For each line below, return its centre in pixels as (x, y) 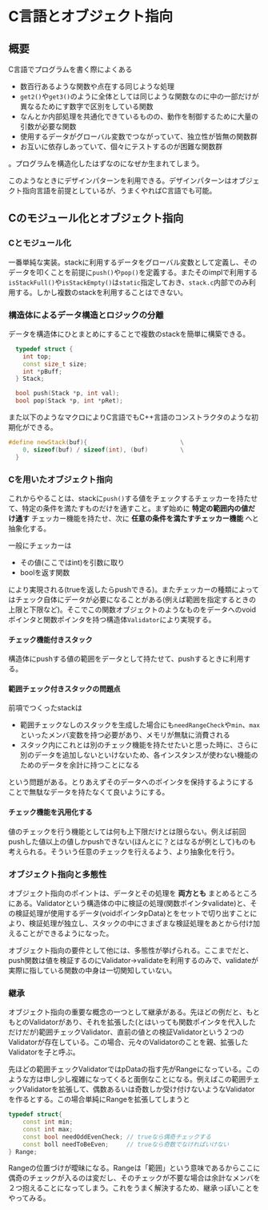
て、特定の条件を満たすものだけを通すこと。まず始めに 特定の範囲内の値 (128, 508)
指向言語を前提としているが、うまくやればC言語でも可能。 (119, 190)
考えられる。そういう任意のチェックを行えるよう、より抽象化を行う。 (124, 852)
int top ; (37, 356)
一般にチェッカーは (40, 545)
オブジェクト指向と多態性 (58, 874)
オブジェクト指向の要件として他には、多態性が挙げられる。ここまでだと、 (131, 950)
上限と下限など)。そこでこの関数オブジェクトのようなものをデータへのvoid (132, 609)
